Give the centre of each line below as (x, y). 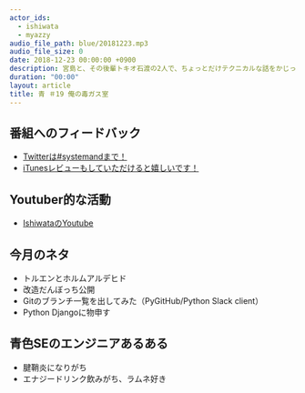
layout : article (40, 86)
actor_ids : (30, 18)
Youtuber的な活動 (61, 200)
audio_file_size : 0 (46, 52)
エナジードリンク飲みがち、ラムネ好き (94, 378)
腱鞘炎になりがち (55, 367)
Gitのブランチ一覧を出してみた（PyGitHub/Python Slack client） (143, 300)
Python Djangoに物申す (66, 312)
